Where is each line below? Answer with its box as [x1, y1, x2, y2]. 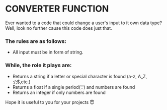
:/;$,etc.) [12, 79, 31, 85]
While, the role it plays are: [5, 62, 72, 69]
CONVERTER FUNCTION [5, 3, 109, 15]
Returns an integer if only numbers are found [12, 89, 106, 95]
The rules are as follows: [5, 37, 67, 44]
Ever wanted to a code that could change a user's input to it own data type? [5, 20, 162, 26]
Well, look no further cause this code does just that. [5, 25, 112, 31]
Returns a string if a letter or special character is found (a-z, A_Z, [12, 73, 147, 79]
